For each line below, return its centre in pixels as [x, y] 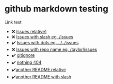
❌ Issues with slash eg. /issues [42, 36]
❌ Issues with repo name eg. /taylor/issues [54, 49]
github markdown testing [56, 9]
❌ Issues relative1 [29, 31]
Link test [13, 22]
